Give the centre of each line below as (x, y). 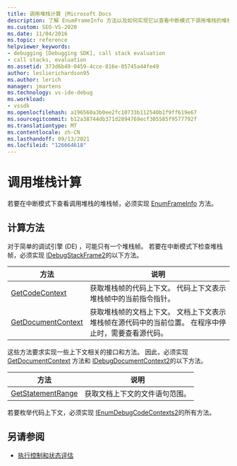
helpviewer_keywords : (39, 47)
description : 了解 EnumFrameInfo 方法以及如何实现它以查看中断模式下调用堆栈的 (115, 21)
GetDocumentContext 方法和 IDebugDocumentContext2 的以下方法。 (107, 361)
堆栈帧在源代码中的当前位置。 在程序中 (154, 322)
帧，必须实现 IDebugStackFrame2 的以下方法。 (75, 255)
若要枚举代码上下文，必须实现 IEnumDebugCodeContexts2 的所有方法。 (111, 412)
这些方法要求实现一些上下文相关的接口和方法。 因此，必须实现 (98, 351)
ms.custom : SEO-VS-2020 (42, 27)
